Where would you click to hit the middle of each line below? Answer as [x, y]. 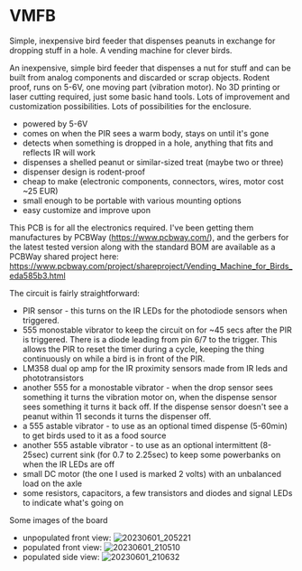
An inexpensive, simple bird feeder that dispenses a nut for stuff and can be [150, 68]
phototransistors [53, 378]
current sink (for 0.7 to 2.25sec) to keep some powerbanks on [166, 454]
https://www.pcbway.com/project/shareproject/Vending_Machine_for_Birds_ [151, 266]
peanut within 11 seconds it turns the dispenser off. [117, 416]
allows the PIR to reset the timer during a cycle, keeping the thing [143, 349]
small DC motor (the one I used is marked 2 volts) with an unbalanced [152, 473]
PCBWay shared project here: [64, 256]
